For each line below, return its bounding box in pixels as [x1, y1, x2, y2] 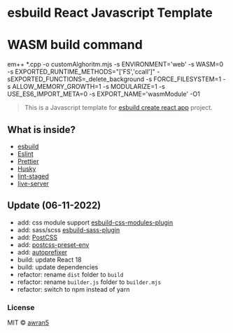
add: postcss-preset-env [17, 240, 90, 249]
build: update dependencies [17, 262, 99, 271]
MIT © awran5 [7, 318, 50, 327]
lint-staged [17, 171, 49, 180]
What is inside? [7, 124, 76, 136]
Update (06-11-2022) [7, 199, 101, 211]
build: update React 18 [17, 255, 82, 264]
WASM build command [7, 37, 143, 53]
